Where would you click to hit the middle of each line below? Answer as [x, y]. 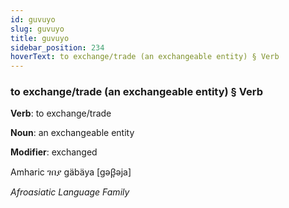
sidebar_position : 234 [57, 47]
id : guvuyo [33, 19]
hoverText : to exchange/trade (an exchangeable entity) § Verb [145, 57]
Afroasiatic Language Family [70, 192]
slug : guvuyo [37, 29]
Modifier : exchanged [54, 152]
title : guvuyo [40, 38]
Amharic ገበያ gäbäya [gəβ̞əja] [71, 172]
